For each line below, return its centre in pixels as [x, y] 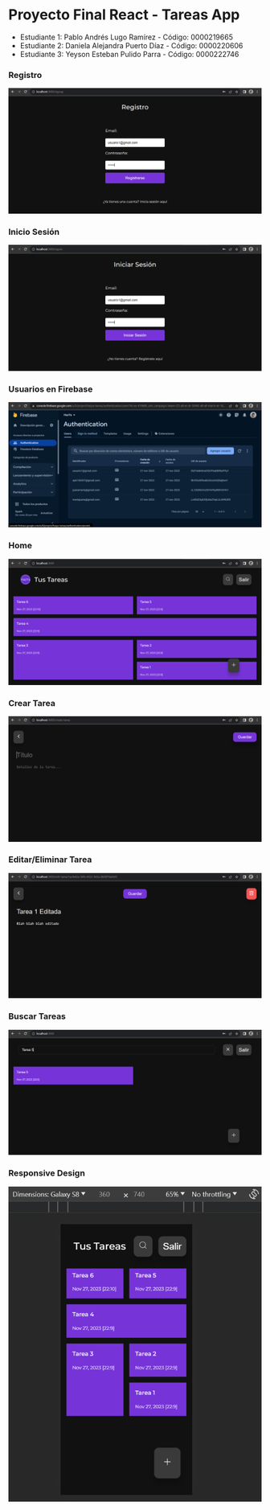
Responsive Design [47, 1173]
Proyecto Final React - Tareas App [124, 15]
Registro [25, 75]
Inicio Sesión [34, 232]
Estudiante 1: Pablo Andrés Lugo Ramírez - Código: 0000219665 [126, 37]
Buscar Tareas [37, 1016]
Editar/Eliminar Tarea [50, 860]
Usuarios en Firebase [51, 389]
